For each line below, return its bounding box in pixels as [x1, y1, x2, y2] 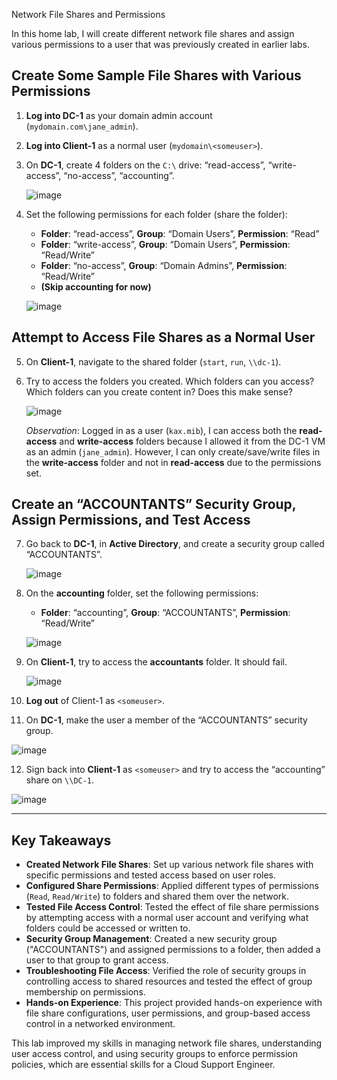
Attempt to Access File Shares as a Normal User [11, 329, 316, 346]
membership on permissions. [25, 986, 146, 998]
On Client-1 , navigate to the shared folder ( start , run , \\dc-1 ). [25, 355, 282, 368]
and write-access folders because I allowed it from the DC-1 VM [59, 435, 326, 447]
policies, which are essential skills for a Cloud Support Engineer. [11, 1059, 276, 1071]
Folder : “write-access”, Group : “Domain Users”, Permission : [40, 238, 291, 250]
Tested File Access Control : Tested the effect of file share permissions [25, 901, 319, 913]
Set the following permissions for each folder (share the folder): [25, 208, 288, 220]
